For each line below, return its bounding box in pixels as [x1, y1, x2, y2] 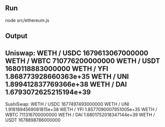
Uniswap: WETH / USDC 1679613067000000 [5, 48, 148, 57]
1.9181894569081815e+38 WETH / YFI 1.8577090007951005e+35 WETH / [5, 106, 157, 112]
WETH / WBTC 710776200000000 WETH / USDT [5, 56, 160, 65]
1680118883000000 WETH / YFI [5, 64, 108, 73]
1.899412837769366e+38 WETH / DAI [5, 80, 127, 88]
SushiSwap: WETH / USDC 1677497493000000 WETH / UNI [5, 101, 129, 107]
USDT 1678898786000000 [5, 117, 61, 123]
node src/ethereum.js [5, 17, 49, 23]
